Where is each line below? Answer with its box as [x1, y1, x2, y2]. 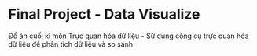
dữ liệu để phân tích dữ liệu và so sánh [8, 39, 134, 48]
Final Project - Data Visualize [8, 5, 200, 23]
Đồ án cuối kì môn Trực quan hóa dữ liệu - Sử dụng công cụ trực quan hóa [8, 31, 249, 40]
